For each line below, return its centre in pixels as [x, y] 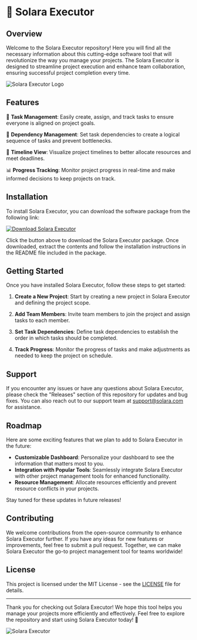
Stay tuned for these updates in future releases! [64, 500]
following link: [23, 217]
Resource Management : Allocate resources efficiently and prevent [96, 482]
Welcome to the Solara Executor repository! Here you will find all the [89, 48]
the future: [19, 446]
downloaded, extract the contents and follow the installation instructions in [96, 246]
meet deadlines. [26, 158]
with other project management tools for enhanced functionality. [92, 476]
